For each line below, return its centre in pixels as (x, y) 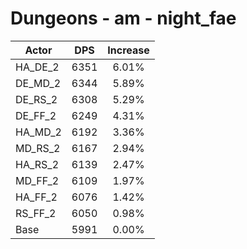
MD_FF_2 (37, 180)
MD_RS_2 (38, 148)
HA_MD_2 (38, 132)
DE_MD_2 (38, 83)
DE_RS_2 (36, 99)
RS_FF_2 (36, 213)
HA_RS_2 (37, 164)
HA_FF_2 (36, 197)
